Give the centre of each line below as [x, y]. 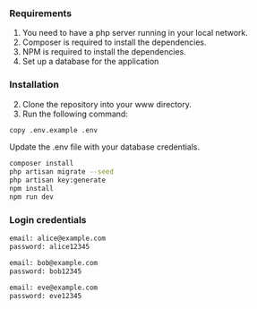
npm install [31, 189]
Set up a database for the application [90, 62]
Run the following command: [75, 114]
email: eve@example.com [54, 288]
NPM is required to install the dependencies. [104, 52]
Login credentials [48, 219]
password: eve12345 [46, 296]
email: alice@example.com [57, 239]
